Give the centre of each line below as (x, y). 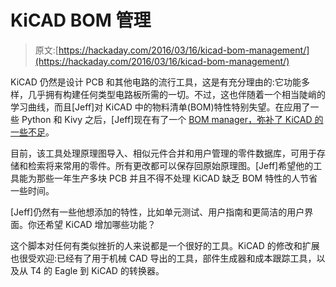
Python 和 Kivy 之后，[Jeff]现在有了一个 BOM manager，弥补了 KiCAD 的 (172, 119)
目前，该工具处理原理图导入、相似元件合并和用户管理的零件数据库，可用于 (163, 153)
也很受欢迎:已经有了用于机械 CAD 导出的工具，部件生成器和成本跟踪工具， (163, 258)
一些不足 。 (32, 132)
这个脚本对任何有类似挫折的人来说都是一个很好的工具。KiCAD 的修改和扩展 (165, 245)
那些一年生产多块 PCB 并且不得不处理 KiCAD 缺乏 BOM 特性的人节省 (177, 178)
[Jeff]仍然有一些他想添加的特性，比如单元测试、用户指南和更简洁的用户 (157, 212)
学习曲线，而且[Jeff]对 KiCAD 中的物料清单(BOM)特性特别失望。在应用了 (160, 107)
